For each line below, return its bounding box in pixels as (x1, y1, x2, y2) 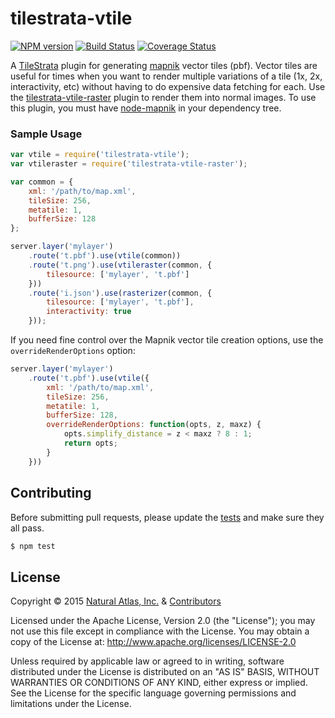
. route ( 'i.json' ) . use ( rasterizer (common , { (28, 288, 213, 298)
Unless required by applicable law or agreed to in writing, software (10, 655, 285, 667)
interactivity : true (46, 307, 132, 317)
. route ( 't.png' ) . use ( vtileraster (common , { (28, 260, 213, 270)
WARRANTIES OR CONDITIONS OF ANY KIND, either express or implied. (10, 677, 308, 689)
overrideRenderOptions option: (10, 345, 136, 357)
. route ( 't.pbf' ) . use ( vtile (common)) (28, 251, 182, 261)
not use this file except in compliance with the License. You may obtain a (10, 625, 310, 637)
